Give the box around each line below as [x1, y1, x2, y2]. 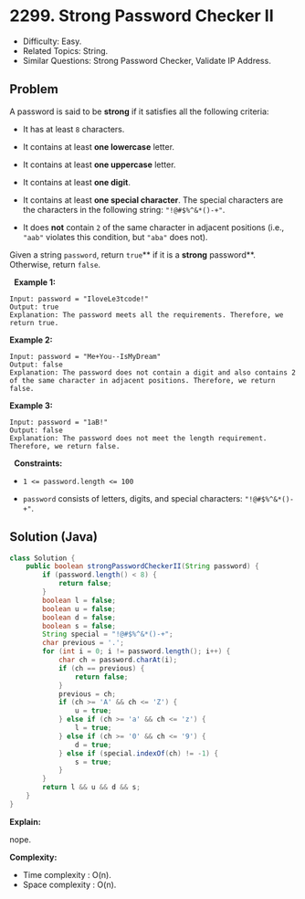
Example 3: [9, 399, 53, 411]
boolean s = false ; [42, 621, 117, 630]
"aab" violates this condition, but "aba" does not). [22, 231, 208, 242]
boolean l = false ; [42, 596, 117, 605]
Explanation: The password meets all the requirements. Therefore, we [9, 310, 284, 320]
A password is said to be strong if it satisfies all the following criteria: [9, 106, 269, 117]
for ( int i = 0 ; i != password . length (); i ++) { [42, 647, 231, 656]
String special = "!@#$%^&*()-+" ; [42, 629, 174, 640]
